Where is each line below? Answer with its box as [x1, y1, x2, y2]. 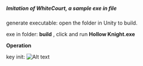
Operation [6, 41, 31, 49]
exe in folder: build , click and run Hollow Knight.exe [6, 30, 135, 37]
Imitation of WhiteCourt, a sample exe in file [6, 5, 117, 12]
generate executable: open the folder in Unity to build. [6, 19, 138, 26]
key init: [6, 53, 25, 60]
